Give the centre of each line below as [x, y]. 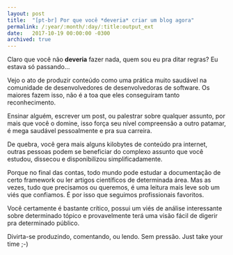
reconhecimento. [32, 102]
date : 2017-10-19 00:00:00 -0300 [59, 33]
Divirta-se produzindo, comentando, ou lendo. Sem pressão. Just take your [115, 237]
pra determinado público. [43, 223]
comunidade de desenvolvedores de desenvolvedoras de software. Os [109, 88]
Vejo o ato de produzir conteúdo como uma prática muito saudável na [107, 80]
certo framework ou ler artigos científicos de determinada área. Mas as [109, 180]
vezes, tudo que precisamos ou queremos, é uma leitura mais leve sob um [114, 187]
